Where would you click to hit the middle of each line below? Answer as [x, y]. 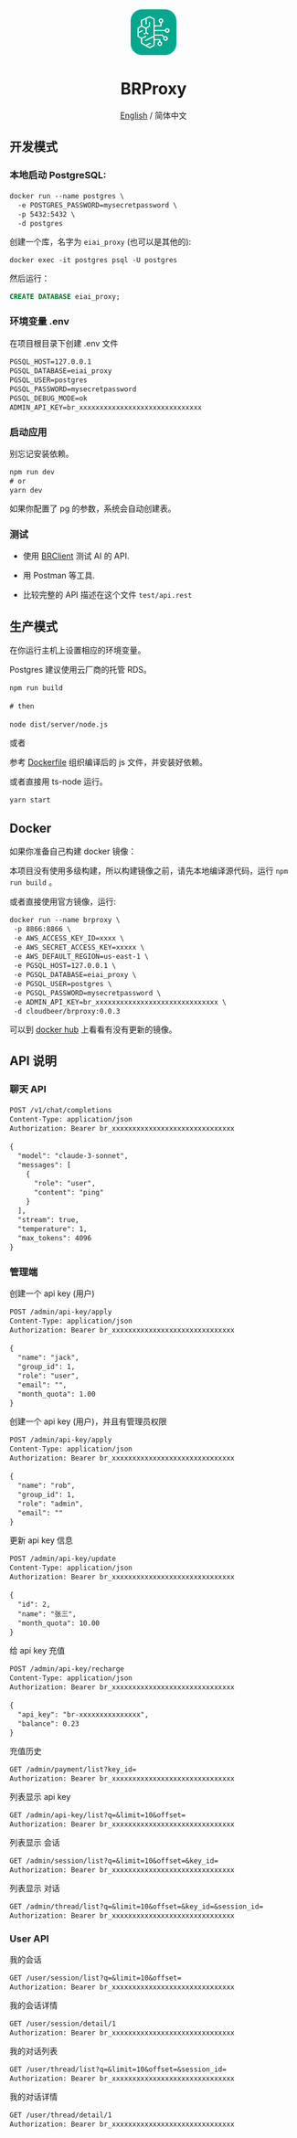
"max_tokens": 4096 [55, 1238]
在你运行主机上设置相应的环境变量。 [78, 650]
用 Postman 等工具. [59, 576]
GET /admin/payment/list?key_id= [73, 1770]
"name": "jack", [48, 1357]
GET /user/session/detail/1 [63, 2024]
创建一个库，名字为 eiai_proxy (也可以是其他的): [101, 241]
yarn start [30, 800]
